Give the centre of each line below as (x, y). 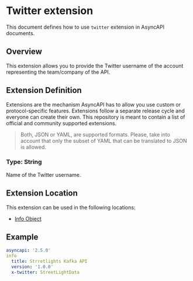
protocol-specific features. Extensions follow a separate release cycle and (96, 111)
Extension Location (42, 193)
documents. (20, 33)
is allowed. (33, 147)
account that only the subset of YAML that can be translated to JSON (104, 140)
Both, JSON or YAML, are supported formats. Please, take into (95, 134)
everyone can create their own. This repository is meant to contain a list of (96, 117)
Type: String (24, 162)
